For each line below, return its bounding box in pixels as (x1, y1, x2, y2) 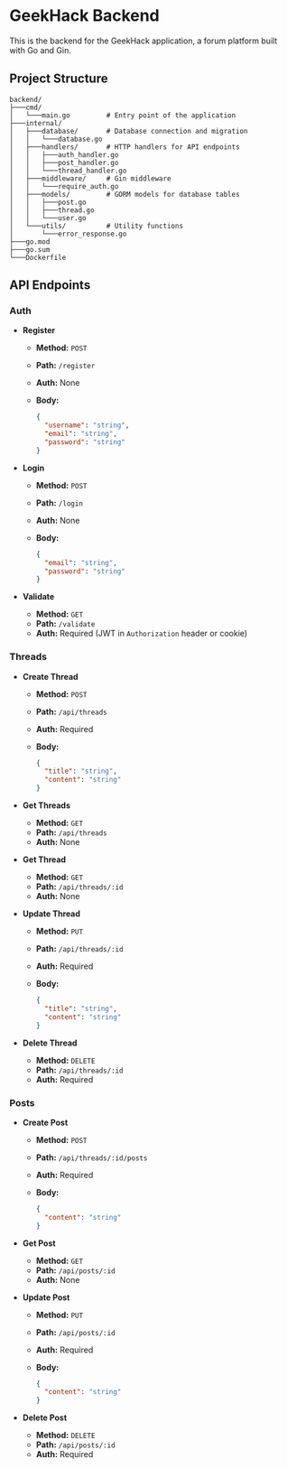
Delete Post (22, 1412, 68, 1423)
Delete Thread (22, 1037, 78, 1048)
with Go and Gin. (9, 44, 72, 55)
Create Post (22, 1117, 69, 1128)
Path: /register (35, 360, 96, 371)
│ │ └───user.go (9, 213, 88, 222)
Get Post (22, 1238, 56, 1249)
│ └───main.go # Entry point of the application (9, 110, 236, 120)
